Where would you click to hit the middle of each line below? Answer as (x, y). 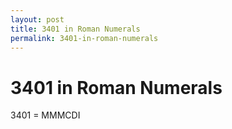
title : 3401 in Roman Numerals (75, 29)
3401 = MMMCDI (45, 115)
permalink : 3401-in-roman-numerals (84, 38)
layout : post (37, 19)
